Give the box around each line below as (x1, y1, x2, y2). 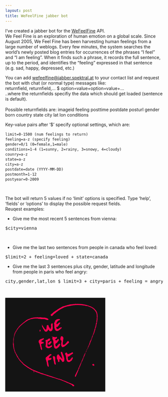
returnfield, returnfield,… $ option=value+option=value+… (5, 85, 124, 91)
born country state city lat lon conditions (5, 111, 89, 117)
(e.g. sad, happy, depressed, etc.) (5, 65, 75, 71)
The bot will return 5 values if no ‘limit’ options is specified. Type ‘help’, (5, 195, 151, 201)
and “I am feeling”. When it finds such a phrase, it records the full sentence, (5, 54, 161, 60)
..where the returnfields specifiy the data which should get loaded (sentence (5, 90, 163, 96)
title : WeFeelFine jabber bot (5, 13, 68, 18)
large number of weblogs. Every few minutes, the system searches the (5, 43, 151, 49)
